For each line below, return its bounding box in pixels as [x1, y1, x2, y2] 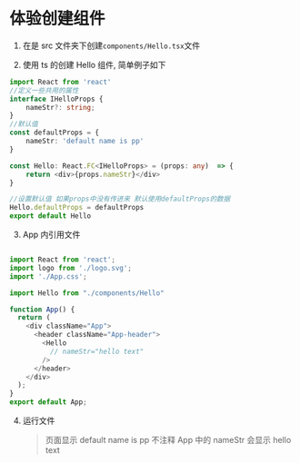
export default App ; [9, 398, 88, 407]
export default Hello [9, 212, 92, 221]
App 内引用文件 [22, 229, 81, 241]
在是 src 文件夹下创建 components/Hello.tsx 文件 [22, 40, 201, 51]
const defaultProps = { [9, 128, 100, 137]
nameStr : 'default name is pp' [25, 137, 145, 146]
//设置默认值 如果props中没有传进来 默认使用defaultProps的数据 [9, 194, 231, 204]
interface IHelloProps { [9, 94, 104, 103]
